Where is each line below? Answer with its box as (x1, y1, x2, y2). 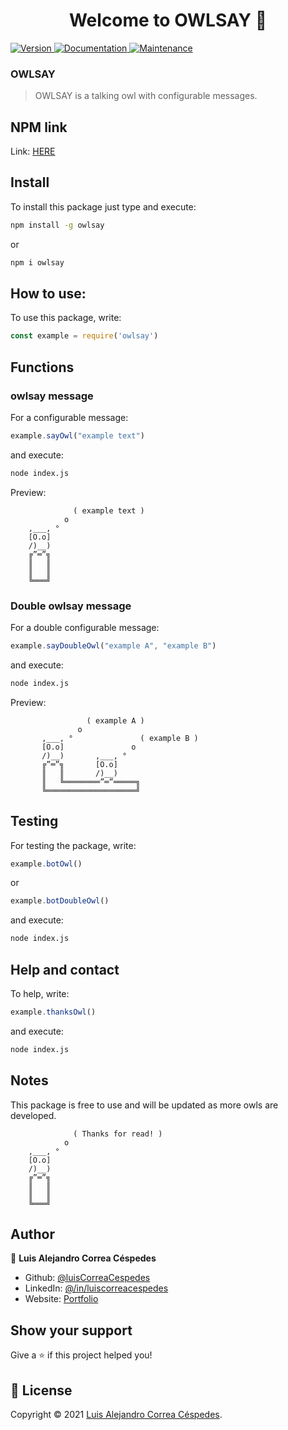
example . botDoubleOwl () (10, 896, 110, 906)
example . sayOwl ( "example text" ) (10, 430, 145, 441)
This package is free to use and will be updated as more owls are (10, 1099, 279, 1111)
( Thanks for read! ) (73, 1129, 163, 1139)
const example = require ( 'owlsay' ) (10, 331, 159, 341)
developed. (10, 1109, 57, 1121)
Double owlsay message (10, 599, 132, 613)
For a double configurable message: (10, 622, 160, 634)
